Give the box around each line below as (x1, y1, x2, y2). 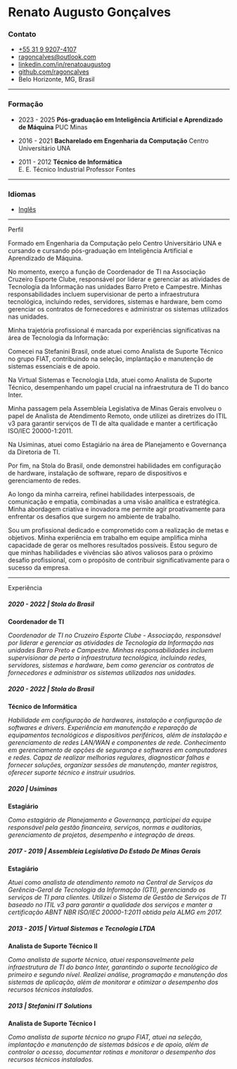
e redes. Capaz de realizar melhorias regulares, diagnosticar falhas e (8, 753, 210, 762)
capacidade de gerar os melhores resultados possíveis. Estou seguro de (8, 541, 217, 549)
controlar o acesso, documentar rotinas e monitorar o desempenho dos (8, 1047, 217, 1056)
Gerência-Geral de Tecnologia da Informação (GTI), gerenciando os (8, 885, 206, 894)
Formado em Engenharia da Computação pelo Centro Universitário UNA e (8, 239, 222, 248)
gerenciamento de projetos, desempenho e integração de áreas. (8, 831, 196, 839)
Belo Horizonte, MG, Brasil (18, 75, 95, 84)
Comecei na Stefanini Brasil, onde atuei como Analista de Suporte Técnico (8, 347, 224, 356)
